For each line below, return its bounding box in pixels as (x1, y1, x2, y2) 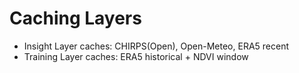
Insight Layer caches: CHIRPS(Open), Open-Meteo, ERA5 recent (23, 40, 290, 52)
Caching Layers (9, 7, 142, 30)
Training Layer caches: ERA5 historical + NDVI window (23, 50, 249, 62)
